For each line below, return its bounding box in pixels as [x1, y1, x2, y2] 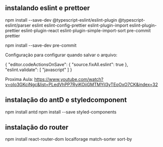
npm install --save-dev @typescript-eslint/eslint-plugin [5, 17, 118, 23]
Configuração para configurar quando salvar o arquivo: [5, 52, 118, 58]
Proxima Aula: [5, 76, 34, 82]
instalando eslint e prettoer [5, 4, 90, 12]
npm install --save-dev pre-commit [5, 42, 77, 48]
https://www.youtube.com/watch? [34, 76, 104, 82]
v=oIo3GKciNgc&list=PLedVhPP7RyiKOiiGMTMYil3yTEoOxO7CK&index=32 [5, 81, 158, 87]
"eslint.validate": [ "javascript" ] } [5, 67, 73, 73]
